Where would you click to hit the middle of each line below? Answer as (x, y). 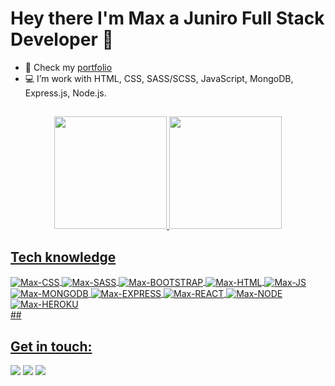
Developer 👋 (62, 39)
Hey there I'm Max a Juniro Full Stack (167, 18)
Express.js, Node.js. (65, 93)
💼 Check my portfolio (68, 67)
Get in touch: (51, 346)
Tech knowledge (63, 257)
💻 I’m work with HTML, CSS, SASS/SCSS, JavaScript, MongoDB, (159, 78)
